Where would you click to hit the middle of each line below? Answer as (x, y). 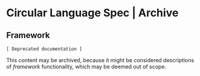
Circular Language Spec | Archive (92, 13)
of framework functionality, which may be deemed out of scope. (86, 67)
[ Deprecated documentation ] (44, 49)
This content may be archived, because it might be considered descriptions (100, 60)
